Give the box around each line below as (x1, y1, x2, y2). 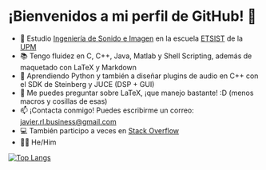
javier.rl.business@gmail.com (19, 117, 117, 126)
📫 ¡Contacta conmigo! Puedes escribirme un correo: (19, 105, 194, 115)
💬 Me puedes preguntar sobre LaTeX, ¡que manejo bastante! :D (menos (19, 88, 254, 97)
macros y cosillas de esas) (19, 96, 108, 106)
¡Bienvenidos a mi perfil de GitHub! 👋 (8, 7, 257, 26)
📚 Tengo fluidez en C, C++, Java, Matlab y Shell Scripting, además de (19, 51, 252, 61)
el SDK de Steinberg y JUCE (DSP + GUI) (19, 79, 155, 89)
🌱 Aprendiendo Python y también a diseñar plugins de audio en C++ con (19, 71, 259, 81)
